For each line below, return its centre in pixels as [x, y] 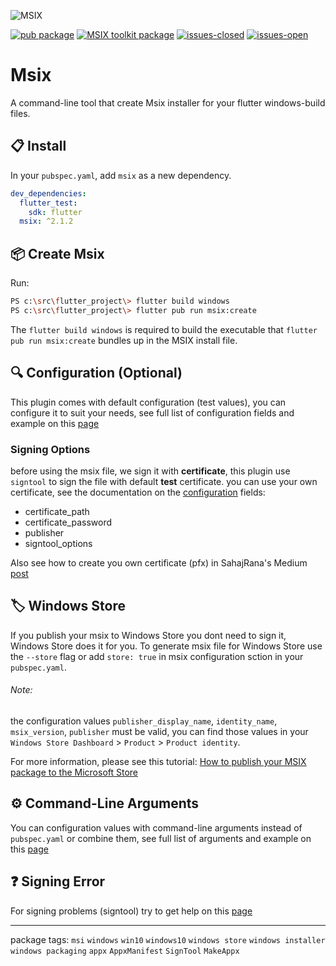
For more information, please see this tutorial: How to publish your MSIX [158, 761]
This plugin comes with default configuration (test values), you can [148, 402]
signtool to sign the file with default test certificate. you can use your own [164, 481]
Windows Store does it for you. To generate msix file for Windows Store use [166, 646]
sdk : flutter [55, 212]
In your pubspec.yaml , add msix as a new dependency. [121, 175]
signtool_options [58, 543]
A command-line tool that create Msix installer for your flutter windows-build [168, 102]
